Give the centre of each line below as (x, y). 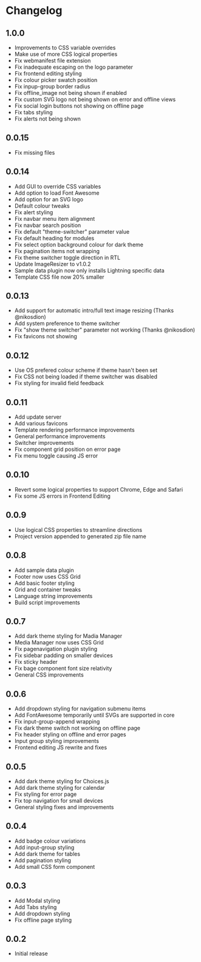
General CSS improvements (49, 675)
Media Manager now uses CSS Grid (59, 643)
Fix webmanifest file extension (53, 61)
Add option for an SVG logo (49, 199)
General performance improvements (60, 436)
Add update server (38, 417)
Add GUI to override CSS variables (58, 186)
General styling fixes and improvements (64, 807)
